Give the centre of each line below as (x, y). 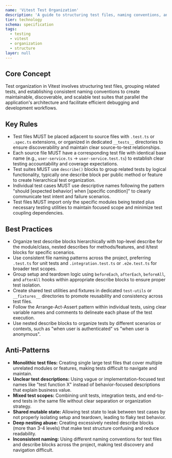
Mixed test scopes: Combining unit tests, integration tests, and (79, 395)
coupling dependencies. (38, 213)
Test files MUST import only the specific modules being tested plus (83, 202)
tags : (11, 29)
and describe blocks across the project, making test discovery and (83, 444)
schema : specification (29, 24)
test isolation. (27, 285)
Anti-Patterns (28, 350)
